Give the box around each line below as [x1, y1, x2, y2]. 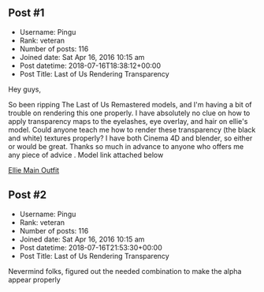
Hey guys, [8, 84, 42, 94]
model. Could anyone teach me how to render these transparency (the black [8, 125, 256, 134]
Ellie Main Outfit [8, 165, 60, 174]
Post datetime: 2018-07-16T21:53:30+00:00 [19, 242, 163, 252]
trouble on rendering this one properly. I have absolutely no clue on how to [8, 108, 251, 118]
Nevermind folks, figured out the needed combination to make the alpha [8, 266, 242, 275]
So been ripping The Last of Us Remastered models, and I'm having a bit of [8, 99, 252, 109]
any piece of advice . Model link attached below [8, 150, 164, 159]
